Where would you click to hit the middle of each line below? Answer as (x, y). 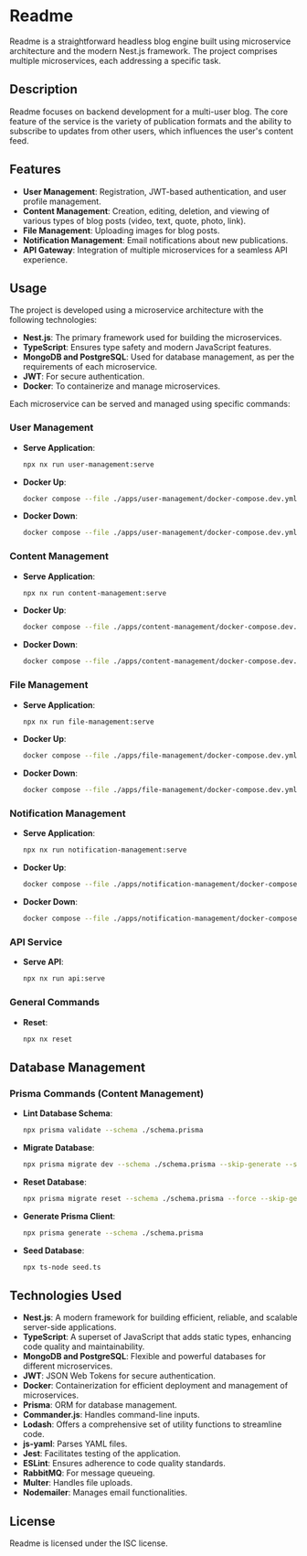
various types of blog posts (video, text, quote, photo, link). (134, 220)
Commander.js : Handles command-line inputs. (111, 1415)
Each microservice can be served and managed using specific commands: (150, 404)
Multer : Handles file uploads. (78, 1483)
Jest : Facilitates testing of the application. (101, 1454)
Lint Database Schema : (68, 1113)
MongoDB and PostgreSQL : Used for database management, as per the (159, 357)
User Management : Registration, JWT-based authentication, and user (154, 191)
